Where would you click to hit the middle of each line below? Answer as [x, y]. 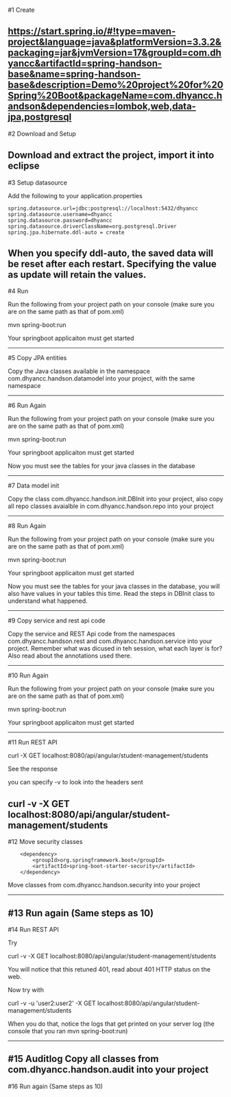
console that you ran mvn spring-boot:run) [68, 1031]
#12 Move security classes [45, 842]
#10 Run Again [28, 675]
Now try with [26, 990]
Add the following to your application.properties [75, 195]
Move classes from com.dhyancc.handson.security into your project [104, 885]
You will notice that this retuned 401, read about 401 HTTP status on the [109, 969]
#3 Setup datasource [38, 182]
